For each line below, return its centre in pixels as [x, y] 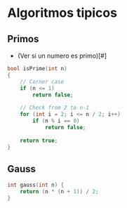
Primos [23, 39]
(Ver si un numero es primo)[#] [62, 56]
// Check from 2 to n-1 [55, 108]
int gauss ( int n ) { [36, 185]
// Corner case [42, 82]
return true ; [39, 141]
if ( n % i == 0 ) [56, 121]
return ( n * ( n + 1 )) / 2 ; [59, 192]
